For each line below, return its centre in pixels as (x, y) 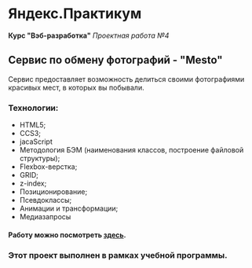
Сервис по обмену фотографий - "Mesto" (115, 60)
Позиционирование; (53, 192)
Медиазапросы (45, 217)
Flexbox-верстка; (48, 167)
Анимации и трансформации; (69, 208)
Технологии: (33, 108)
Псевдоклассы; (46, 200)
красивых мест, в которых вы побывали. (76, 87)
